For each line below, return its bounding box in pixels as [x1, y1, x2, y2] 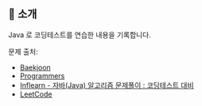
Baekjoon [19, 62, 52, 72]
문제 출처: [8, 47, 38, 56]
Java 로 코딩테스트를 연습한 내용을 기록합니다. [8, 30, 151, 40]
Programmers [19, 70, 65, 81]
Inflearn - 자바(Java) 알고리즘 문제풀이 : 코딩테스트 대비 [19, 80, 194, 89]
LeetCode [19, 89, 52, 99]
